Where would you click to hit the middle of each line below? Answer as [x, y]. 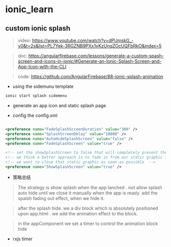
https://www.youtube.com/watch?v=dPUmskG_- [83, 40]
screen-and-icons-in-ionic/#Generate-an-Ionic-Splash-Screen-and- [90, 61]
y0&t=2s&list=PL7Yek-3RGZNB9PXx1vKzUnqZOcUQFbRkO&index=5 [90, 46]
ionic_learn [29, 9]
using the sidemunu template [43, 86]
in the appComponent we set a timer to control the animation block [88, 224]
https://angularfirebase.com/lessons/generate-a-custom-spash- [96, 56]
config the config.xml [35, 115]
